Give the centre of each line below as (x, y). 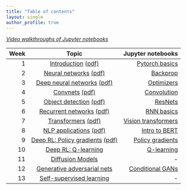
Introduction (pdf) (74, 64)
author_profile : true (33, 22)
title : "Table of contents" (41, 11)
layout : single (25, 17)
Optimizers (163, 83)
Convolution (161, 92)
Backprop (164, 73)
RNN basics (162, 111)
